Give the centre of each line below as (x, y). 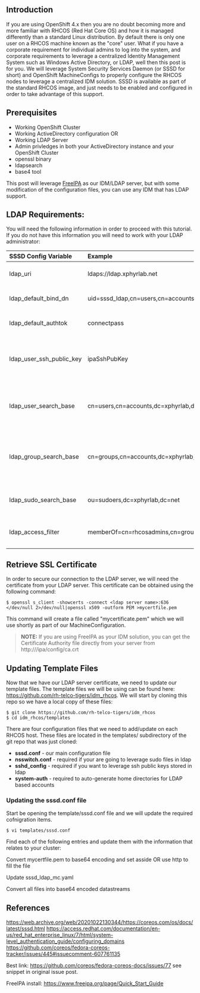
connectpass (105, 323)
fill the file (18, 866)
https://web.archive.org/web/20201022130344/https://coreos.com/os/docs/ (100, 923)
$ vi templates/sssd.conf (38, 831)
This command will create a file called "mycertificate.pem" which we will (95, 619)
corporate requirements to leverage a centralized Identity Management (93, 56)
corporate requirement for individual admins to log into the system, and (93, 50)
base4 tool (28, 171)
